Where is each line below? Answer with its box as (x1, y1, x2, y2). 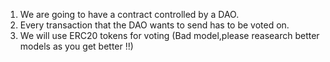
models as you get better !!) (19, 40, 134, 52)
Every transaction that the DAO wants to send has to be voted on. (19, 19, 290, 31)
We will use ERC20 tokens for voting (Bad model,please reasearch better (19, 30, 320, 41)
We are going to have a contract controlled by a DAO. (19, 9, 240, 20)
